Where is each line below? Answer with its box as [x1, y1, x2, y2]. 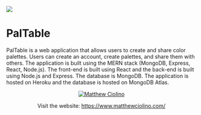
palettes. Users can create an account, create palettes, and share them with [6, 53, 195, 60]
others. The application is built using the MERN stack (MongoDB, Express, [6, 59, 191, 67]
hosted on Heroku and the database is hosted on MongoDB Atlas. [6, 79, 169, 86]
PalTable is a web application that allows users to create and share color [6, 46, 186, 54]
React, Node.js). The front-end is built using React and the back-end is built [6, 65, 194, 73]
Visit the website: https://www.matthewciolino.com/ [37, 102, 166, 109]
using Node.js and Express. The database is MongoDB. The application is [6, 72, 189, 79]
